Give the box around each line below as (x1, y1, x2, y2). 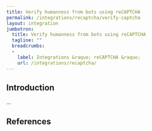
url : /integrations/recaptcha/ (17, 60, 97, 66)
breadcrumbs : (12, 43, 45, 49)
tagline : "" (12, 37, 43, 43)
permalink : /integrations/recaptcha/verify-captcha (6, 15, 140, 21)
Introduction (6, 82, 55, 93)
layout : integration (6, 20, 59, 26)
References (6, 116, 51, 127)
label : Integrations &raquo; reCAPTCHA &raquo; (17, 54, 140, 60)
